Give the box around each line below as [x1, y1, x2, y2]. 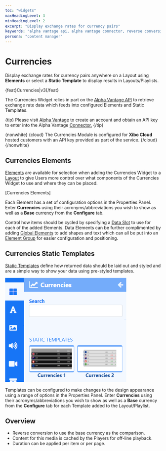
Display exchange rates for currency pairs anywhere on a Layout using [5, 72, 149, 78]
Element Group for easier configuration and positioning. [5, 235, 119, 241]
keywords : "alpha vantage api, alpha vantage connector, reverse [5, 29, 142, 34]
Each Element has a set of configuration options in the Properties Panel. [5, 199, 152, 205]
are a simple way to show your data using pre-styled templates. [5, 268, 135, 274]
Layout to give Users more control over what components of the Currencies [5, 175, 159, 180]
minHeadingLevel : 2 [5, 18, 45, 23]
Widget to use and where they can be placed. [5, 180, 98, 186]
